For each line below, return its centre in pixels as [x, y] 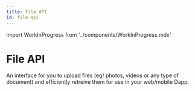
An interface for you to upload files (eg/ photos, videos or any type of [93, 75]
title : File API [27, 12]
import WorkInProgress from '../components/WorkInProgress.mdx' [89, 34]
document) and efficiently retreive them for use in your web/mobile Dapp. [97, 82]
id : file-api [23, 17]
